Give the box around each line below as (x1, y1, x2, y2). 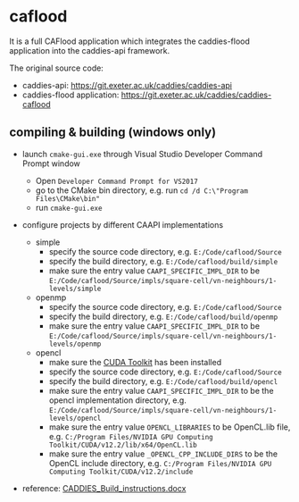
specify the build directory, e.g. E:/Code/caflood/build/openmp (48, 311, 278, 322)
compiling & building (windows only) (9, 125, 217, 140)
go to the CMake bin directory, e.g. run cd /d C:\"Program (35, 185, 248, 196)
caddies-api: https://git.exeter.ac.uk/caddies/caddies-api (21, 79, 232, 90)
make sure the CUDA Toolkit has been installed (48, 356, 221, 367)
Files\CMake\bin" (35, 194, 101, 203)
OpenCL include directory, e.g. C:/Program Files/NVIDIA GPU (48, 457, 272, 468)
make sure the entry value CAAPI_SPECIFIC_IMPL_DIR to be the (48, 385, 274, 396)
